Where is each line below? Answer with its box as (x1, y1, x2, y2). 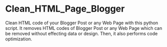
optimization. (5, 36, 32, 42)
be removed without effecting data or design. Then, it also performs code (5, 30, 158, 36)
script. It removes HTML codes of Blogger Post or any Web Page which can (5, 25, 162, 31)
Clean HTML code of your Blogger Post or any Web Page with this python (5, 20, 158, 26)
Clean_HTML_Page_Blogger (5, 3, 125, 15)
